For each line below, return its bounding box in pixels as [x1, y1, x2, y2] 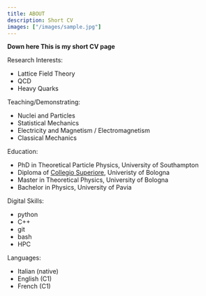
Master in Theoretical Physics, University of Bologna [17, 176, 169, 184]
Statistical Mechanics [17, 119, 79, 127]
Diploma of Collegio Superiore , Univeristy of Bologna [17, 169, 170, 177]
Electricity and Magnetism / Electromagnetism [17, 127, 150, 135]
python [17, 211, 38, 219]
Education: [7, 148, 38, 156]
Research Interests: [7, 56, 63, 64]
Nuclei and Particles [17, 111, 75, 120]
